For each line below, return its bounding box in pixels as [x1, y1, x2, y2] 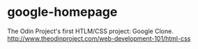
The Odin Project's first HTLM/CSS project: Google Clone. [7, 27, 174, 35]
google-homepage [7, 4, 118, 20]
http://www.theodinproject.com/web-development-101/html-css [7, 34, 191, 42]
